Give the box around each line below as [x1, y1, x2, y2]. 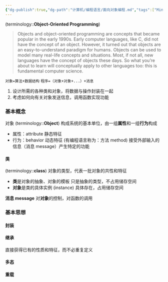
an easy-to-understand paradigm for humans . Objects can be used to [17, 46, 161, 52]
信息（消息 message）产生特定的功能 [12, 143, 90, 149]
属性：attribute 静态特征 [12, 130, 62, 136]
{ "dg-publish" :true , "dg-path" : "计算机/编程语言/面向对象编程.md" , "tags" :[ [5, 7, 154, 12]
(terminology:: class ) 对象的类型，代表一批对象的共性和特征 [5, 168, 127, 174]
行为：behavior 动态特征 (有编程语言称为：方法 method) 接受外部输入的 [12, 137, 160, 143]
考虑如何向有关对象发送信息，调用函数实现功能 [12, 94, 109, 100]
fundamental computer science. [17, 68, 83, 74]
